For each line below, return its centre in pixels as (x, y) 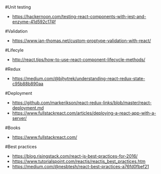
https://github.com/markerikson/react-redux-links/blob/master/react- (82, 103)
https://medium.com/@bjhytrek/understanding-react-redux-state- (79, 78)
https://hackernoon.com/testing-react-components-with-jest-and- (79, 16)
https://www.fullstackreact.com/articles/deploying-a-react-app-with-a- (84, 113)
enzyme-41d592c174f (34, 22)
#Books (13, 128)
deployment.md (28, 108)
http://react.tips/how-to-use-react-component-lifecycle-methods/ (79, 60)
